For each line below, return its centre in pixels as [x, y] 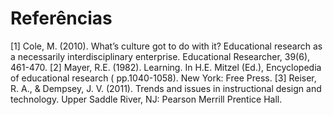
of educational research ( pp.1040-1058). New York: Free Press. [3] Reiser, [163, 78]
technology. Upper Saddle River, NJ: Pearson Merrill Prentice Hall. [146, 99]
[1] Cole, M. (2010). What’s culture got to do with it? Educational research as [166, 46]
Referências [61, 18]
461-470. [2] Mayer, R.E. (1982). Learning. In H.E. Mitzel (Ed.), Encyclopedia [166, 67]
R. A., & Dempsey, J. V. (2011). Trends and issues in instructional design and [166, 88]
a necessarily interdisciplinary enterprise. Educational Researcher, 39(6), [160, 56]
